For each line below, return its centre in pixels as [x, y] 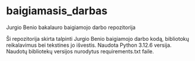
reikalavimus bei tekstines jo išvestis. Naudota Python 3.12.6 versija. [89, 45]
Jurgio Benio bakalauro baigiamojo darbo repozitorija [71, 27]
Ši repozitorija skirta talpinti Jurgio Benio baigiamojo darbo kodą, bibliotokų [98, 38]
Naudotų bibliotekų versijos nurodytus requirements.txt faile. [80, 51]
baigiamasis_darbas [57, 11]
